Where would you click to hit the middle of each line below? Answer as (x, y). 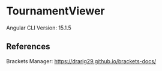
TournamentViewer (55, 11)
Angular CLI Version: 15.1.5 (39, 28)
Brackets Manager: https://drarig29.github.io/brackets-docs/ (81, 61)
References (28, 47)
